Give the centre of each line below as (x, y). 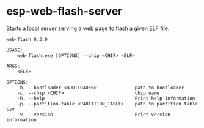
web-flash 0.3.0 (27, 39)
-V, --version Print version (94, 115)
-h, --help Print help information (106, 98)
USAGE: (15, 50)
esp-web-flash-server (64, 11)
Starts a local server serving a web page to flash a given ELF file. (88, 28)
